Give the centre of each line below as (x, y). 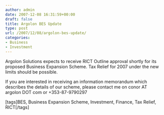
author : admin (20, 10)
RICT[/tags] (17, 107)
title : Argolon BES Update (33, 24)
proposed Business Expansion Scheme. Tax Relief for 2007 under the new (82, 66)
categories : (18, 38)
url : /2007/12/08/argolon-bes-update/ (46, 33)
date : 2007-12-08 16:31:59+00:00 (40, 14)
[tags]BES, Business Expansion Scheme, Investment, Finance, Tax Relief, (81, 102)
